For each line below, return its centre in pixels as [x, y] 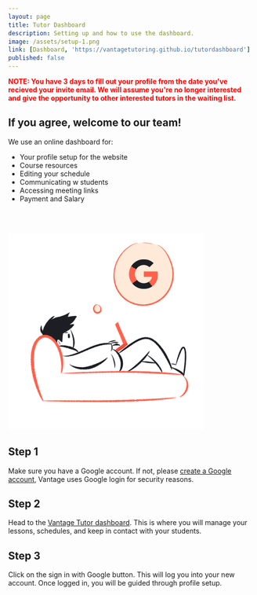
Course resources [49, 165]
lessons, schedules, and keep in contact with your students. [105, 531]
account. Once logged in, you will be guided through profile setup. [115, 583]
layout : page [29, 17]
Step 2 [24, 504]
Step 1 [24, 452]
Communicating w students [64, 182]
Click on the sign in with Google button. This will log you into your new [121, 575]
